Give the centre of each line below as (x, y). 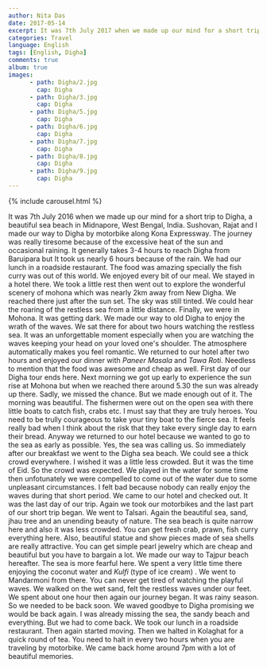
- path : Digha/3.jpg (63, 97)
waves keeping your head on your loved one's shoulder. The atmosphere (128, 343)
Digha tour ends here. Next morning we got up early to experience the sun (130, 377)
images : (21, 75)
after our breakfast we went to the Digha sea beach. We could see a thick (128, 453)
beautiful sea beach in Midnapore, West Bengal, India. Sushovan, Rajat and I (133, 224)
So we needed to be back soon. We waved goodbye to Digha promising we (131, 605)
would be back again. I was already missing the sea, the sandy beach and (129, 614)
